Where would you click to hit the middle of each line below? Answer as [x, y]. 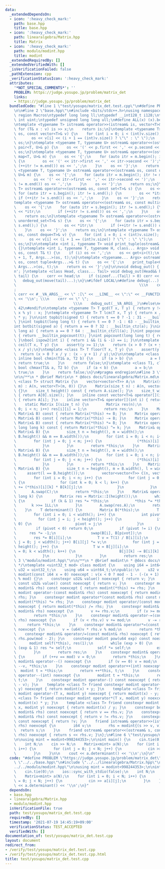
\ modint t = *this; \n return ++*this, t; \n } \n [77, 671]
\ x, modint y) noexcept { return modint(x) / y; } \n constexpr [84, 707]
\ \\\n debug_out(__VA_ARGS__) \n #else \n [87, 303]
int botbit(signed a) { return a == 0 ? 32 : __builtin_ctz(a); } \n [85, 326]
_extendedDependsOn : [30, 14]
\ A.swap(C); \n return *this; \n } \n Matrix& [81, 492]
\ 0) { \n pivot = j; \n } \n [79, 524]
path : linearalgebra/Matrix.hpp [47, 38]
